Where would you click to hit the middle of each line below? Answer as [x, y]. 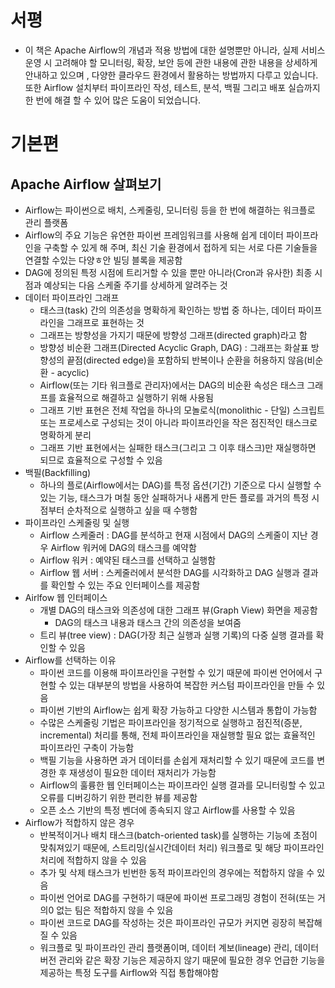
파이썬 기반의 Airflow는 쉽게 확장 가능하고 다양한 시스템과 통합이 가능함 [178, 710]
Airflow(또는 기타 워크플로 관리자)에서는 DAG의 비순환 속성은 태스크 [172, 385]
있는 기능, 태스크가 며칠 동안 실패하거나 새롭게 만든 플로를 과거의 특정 [174, 497]
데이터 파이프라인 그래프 [72, 297]
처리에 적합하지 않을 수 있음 [93, 860]
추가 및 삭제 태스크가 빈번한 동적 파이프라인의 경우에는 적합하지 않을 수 [177, 872]
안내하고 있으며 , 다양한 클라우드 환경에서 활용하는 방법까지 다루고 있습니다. [171, 75]
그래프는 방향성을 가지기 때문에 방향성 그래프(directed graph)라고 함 [173, 335]
